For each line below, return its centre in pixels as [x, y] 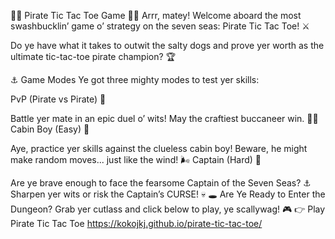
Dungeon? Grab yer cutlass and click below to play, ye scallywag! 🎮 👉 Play [168, 209]
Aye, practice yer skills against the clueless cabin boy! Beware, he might [159, 148]
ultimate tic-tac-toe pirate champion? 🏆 [93, 56]
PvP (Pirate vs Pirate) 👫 [58, 99]
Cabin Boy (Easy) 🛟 [50, 129]
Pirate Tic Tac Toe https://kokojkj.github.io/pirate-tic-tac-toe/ [136, 223]
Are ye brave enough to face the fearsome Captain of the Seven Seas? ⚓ [161, 183]
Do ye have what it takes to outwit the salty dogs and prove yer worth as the [167, 45]
